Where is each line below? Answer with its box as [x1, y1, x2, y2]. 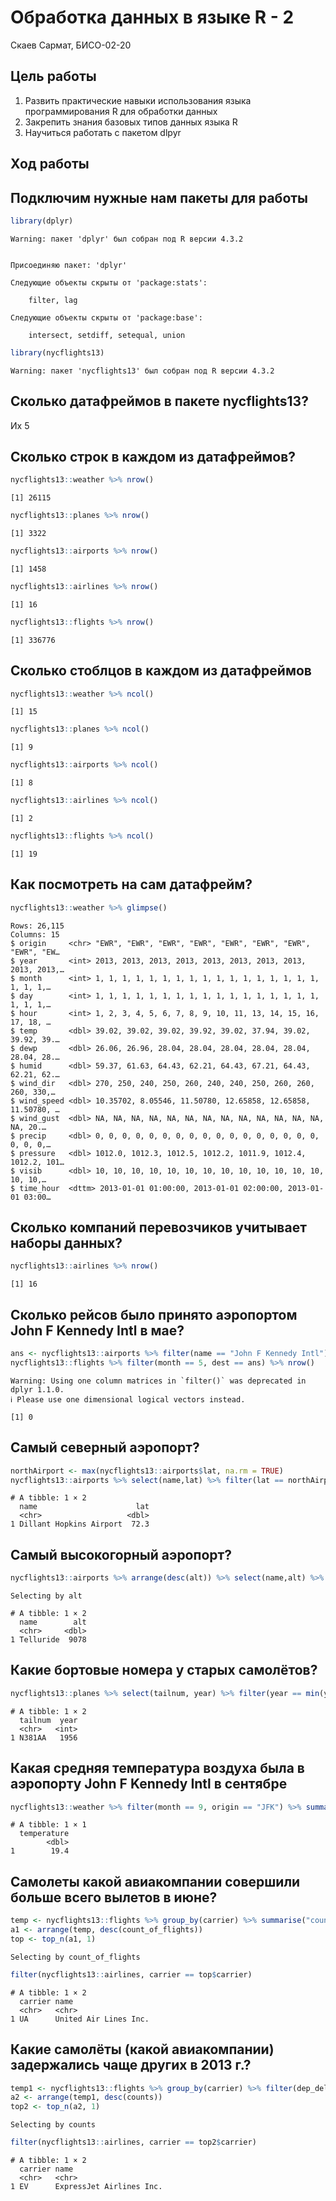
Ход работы [10, 156, 90, 173]
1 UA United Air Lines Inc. [10, 2014, 150, 2024]
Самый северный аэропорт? [10, 1439, 200, 1456]
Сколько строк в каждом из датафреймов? [10, 448, 297, 465]
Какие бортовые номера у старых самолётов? [10, 1662, 318, 1679]
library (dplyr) [10, 216, 74, 226]
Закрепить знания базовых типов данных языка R [24, 116, 238, 128]
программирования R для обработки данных [24, 105, 218, 117]
